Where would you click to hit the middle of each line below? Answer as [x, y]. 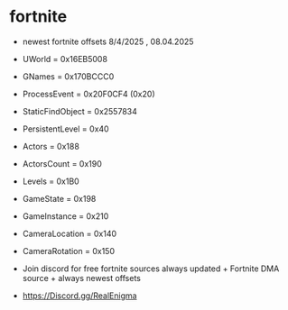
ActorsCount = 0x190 [62, 163]
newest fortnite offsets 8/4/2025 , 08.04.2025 [108, 41]
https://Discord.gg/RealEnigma [79, 296]
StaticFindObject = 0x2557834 [80, 111]
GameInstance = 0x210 [65, 216]
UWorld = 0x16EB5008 [65, 59]
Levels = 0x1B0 [51, 181]
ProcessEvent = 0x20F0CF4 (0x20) [88, 94]
